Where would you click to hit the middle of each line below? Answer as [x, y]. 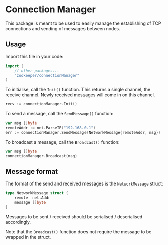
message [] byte [30, 203]
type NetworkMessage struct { [37, 193]
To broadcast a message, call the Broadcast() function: [62, 142]
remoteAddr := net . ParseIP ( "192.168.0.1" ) [50, 128]
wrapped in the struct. [28, 237]
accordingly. [18, 222]
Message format [32, 172]
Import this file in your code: [34, 56]
